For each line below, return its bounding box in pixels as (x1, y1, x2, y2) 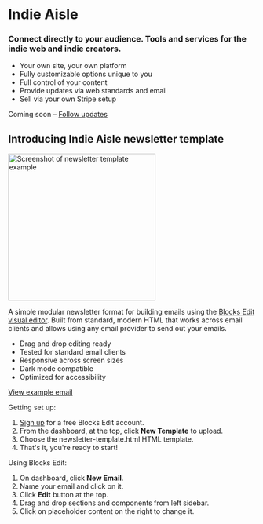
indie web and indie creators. (8, 43, 122, 54)
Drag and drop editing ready (19, 339, 111, 348)
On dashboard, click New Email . (19, 473, 124, 483)
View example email (8, 388, 73, 397)
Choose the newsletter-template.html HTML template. (19, 435, 194, 444)
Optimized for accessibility (19, 373, 106, 382)
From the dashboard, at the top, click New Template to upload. (19, 426, 224, 436)
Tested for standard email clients (19, 348, 126, 357)
